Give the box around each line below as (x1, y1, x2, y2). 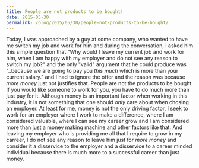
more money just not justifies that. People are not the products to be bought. (6, 80, 193, 87)
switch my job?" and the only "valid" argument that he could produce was (6, 61, 187, 68)
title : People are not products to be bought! (6, 8, 124, 15)
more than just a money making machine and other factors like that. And (6, 124, 183, 131)
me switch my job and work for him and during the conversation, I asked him (6, 42, 194, 49)
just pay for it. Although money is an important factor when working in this (6, 92, 188, 99)
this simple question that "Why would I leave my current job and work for (6, 49, 185, 56)
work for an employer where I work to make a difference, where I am (6, 111, 174, 118)
